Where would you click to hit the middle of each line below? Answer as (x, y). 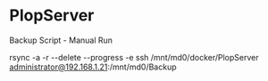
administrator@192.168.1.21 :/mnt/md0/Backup (93, 67)
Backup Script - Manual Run (61, 40)
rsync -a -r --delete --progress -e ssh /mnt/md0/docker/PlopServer (134, 57)
